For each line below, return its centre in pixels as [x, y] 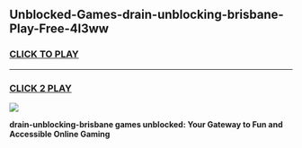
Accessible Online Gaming [60, 134]
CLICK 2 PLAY [40, 88]
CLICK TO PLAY [44, 55]
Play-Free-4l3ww [59, 29]
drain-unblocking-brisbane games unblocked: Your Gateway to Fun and [146, 124]
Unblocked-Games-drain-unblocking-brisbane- [147, 15]
